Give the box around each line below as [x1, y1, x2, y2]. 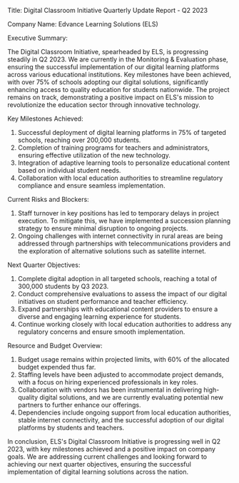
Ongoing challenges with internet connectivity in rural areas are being [17, 232, 223, 240]
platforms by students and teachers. [17, 424, 125, 432]
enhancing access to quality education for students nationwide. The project [7, 86, 230, 93]
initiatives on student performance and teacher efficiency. [17, 298, 188, 305]
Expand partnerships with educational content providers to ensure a [17, 305, 218, 313]
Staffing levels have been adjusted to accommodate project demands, [17, 370, 224, 379]
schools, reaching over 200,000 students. [17, 136, 141, 144]
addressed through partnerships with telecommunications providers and [17, 239, 230, 248]
